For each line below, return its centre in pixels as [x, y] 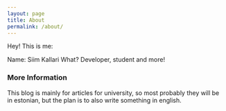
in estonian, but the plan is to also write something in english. [94, 100]
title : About [26, 20]
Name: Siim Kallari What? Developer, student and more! [86, 60]
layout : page [26, 14]
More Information [37, 78]
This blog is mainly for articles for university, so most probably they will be [113, 93]
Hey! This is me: [30, 46]
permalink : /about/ [35, 26]
